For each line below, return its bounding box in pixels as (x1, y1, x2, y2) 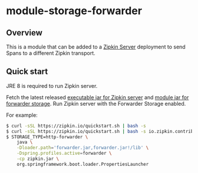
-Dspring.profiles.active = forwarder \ (16, 151, 112, 156)
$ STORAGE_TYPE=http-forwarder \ (6, 134, 88, 140)
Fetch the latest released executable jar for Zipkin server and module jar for (6, 93, 189, 101)
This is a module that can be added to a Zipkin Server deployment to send (6, 43, 186, 50)
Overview (6, 28, 43, 38)
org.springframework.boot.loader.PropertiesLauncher (16, 161, 149, 167)
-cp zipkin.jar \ (16, 156, 60, 162)
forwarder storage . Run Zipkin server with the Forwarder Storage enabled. (6, 100, 186, 107)
